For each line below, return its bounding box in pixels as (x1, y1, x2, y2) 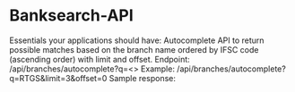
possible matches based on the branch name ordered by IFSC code (9, 44, 259, 54)
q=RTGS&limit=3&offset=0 (9, 72, 108, 83)
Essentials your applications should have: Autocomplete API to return (9, 35, 265, 46)
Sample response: (108, 72, 177, 83)
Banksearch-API (9, 5, 134, 26)
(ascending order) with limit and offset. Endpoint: (9, 54, 190, 64)
